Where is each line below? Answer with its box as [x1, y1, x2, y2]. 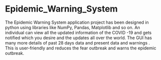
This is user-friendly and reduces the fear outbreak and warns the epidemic [5, 45, 157, 51]
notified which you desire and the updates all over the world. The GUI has [5, 35, 152, 41]
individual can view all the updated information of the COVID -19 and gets [5, 30, 152, 35]
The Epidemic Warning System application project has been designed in [5, 19, 149, 25]
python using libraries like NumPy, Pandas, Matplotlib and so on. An [5, 24, 141, 30]
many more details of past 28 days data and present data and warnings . [5, 40, 150, 45]
